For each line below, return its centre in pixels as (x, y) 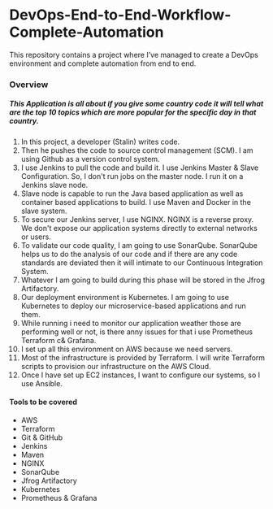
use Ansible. (42, 383)
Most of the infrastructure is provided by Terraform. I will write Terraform (143, 357)
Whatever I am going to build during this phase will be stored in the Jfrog (143, 280)
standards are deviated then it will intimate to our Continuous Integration (142, 263)
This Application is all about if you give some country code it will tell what (136, 104)
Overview (29, 85)
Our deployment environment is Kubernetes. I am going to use (125, 297)
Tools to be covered (43, 402)
